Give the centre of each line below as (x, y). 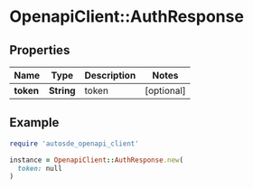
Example (34, 123)
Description (110, 76)
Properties (40, 50)
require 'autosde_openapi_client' (75, 143)
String (62, 90)
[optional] (165, 90)
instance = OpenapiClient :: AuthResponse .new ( (96, 160)
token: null (40, 168)
